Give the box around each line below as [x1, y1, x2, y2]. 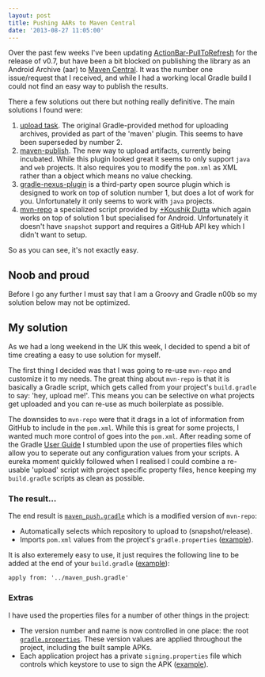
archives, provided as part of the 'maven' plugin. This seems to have [19, 129, 244, 139]
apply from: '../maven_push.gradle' [8, 574, 129, 582]
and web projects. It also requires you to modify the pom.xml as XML [19, 163, 238, 173]
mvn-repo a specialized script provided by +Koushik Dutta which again [19, 205, 252, 215]
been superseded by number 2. [19, 138, 123, 147]
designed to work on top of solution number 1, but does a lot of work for [19, 188, 255, 198]
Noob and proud [8, 268, 89, 282]
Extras [8, 592, 34, 603]
